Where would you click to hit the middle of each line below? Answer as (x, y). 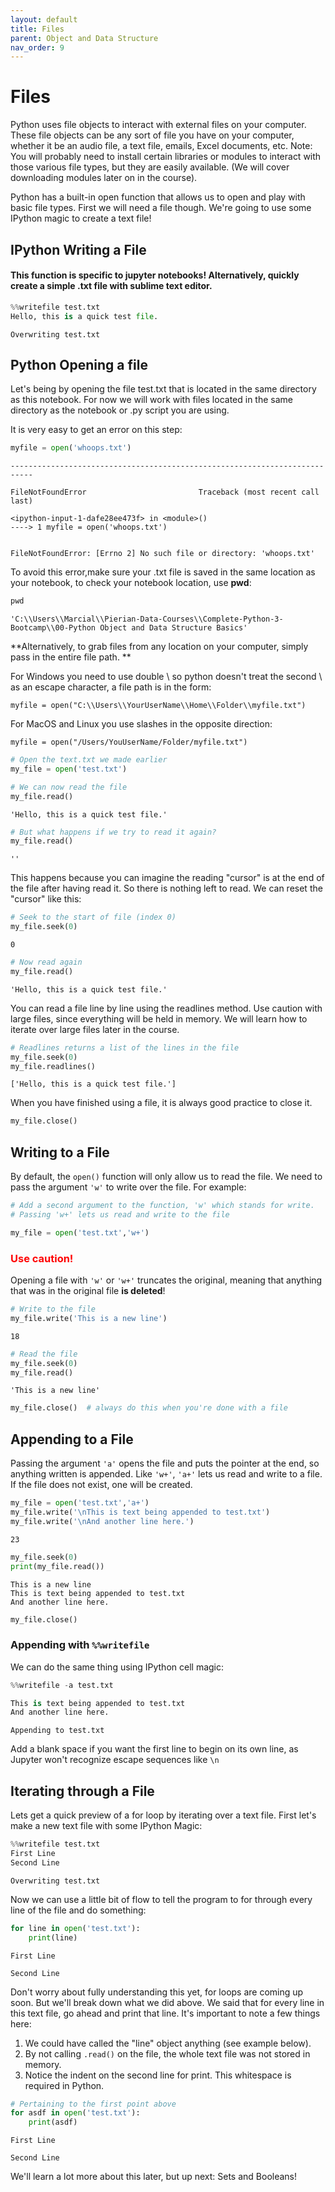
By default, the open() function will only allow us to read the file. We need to (166, 1177)
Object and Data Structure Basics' (173, 628)
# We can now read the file (69, 787)
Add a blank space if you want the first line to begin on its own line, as (154, 1749)
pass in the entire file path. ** (71, 657)
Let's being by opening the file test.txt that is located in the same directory (163, 389)
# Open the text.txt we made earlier (89, 760)
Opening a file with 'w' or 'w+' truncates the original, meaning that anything (166, 1280)
